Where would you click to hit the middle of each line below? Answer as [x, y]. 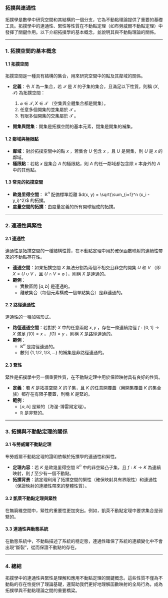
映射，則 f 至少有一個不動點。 [43, 474]
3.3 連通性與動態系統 [27, 529]
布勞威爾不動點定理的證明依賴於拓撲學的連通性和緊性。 [62, 456]
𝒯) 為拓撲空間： [29, 93]
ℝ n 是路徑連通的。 [38, 346]
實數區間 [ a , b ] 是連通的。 [46, 286]
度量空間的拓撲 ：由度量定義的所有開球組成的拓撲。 [65, 207]
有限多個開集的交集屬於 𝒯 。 [49, 116]
